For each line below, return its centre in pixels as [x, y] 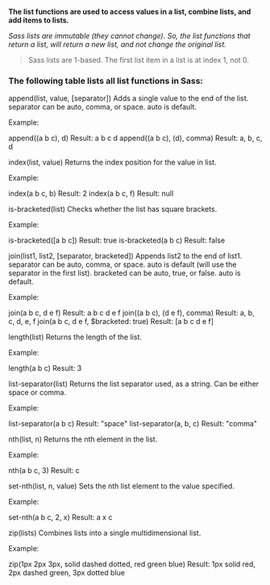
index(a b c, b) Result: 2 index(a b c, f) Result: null [91, 193]
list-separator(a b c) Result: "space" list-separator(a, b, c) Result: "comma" [133, 424]
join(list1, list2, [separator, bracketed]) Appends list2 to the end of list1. [125, 256]
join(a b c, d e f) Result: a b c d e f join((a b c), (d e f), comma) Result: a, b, [132, 313]
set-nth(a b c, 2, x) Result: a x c [60, 517]
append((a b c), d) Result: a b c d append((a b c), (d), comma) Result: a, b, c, [135, 138]
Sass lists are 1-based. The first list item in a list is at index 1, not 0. [139, 60]
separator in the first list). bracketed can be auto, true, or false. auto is [125, 273]
